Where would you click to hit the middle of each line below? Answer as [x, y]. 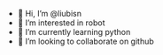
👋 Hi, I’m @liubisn [50, 14]
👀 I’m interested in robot [61, 23]
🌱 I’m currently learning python [74, 32]
